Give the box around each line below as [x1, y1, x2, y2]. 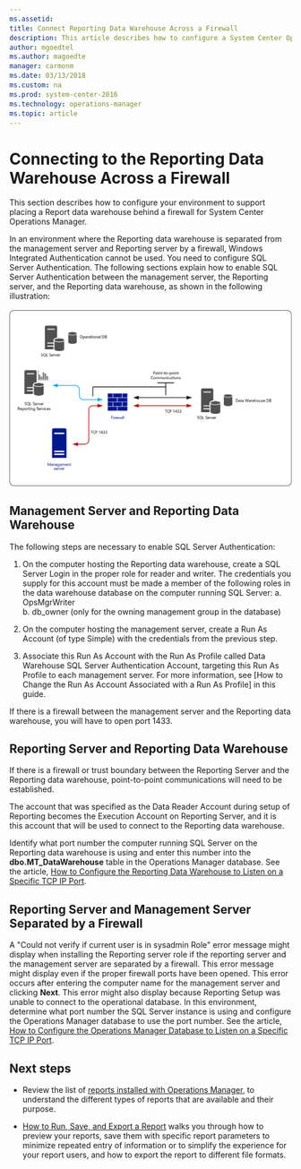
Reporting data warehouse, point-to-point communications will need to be [9, 775, 282, 786]
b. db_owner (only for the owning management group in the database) [21, 606, 281, 617]
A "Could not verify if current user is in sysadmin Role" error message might [9, 940, 290, 950]
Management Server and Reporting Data [9, 503, 240, 519]
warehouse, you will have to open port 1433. [9, 715, 173, 726]
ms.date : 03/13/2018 [9, 72, 87, 81]
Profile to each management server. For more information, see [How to [21, 669, 284, 680]
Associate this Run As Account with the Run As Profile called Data [21, 650, 266, 661]
